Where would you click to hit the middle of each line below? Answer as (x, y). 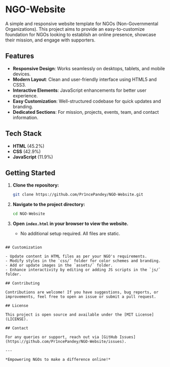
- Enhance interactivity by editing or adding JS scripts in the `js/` (83, 270)
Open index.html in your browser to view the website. (70, 223)
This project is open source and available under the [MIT (69, 315)
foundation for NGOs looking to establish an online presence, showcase (81, 34)
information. (25, 117)
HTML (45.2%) (29, 146)
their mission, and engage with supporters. (50, 40)
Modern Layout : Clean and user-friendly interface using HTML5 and (85, 79)
